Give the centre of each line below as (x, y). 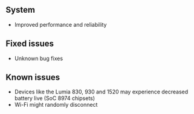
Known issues (33, 77)
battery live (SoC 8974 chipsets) (54, 98)
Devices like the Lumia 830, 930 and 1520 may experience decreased (101, 92)
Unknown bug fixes (39, 58)
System (21, 10)
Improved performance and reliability (60, 24)
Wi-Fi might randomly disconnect (56, 105)
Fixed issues (30, 44)
